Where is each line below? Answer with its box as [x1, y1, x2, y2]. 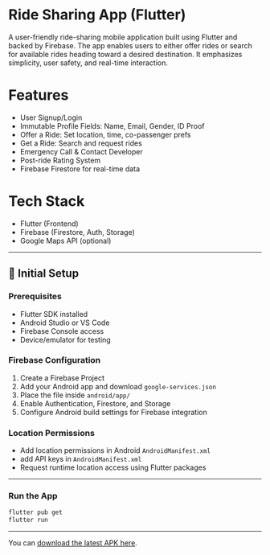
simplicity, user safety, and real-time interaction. [8, 58, 169, 68]
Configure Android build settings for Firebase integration [19, 407, 207, 417]
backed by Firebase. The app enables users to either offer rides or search [8, 40, 253, 50]
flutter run [8, 516, 48, 524]
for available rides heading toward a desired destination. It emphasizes [8, 49, 243, 59]
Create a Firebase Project [19, 372, 104, 383]
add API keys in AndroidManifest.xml [19, 454, 142, 464]
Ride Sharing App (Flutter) [8, 6, 186, 24]
